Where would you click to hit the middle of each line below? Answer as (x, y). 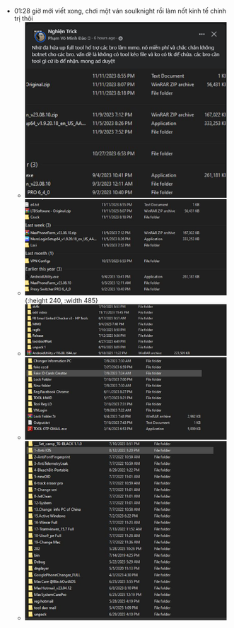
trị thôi (23, 18)
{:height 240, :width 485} (62, 301)
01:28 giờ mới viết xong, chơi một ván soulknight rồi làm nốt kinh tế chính (120, 11)
